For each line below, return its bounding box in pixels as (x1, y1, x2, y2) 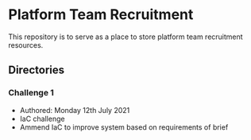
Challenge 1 (8, 87, 54, 99)
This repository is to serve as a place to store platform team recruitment (8, 32, 244, 41)
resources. (8, 40, 44, 49)
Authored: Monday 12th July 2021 (19, 105, 130, 115)
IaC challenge (19, 114, 65, 123)
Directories (8, 64, 65, 77)
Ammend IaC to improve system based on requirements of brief (19, 122, 229, 132)
